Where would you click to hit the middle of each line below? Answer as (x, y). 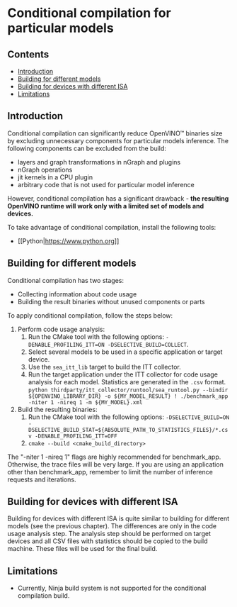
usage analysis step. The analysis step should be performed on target (109, 534)
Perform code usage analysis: (61, 329)
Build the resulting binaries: (57, 409)
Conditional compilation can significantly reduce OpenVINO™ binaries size (115, 133)
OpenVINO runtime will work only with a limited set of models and (106, 206)
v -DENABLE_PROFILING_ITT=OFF (73, 436)
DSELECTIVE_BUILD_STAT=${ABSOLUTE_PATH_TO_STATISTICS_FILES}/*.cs (128, 430)
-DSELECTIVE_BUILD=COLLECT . (148, 344)
